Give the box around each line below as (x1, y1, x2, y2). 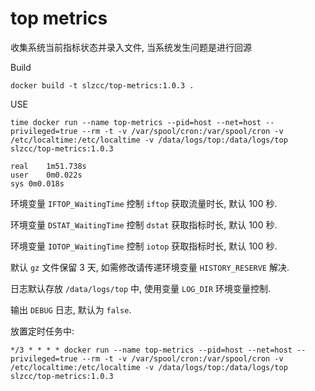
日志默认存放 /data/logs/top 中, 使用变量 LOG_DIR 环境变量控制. (10, 282, 272, 294)
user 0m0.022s (10, 170, 83, 180)
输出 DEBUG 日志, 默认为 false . (10, 303, 132, 316)
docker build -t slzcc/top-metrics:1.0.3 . (10, 80, 195, 91)
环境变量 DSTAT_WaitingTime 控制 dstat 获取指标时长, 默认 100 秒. (10, 218, 278, 231)
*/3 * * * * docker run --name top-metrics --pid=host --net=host (10, 345, 293, 355)
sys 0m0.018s (10, 178, 65, 189)
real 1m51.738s (10, 161, 87, 171)
